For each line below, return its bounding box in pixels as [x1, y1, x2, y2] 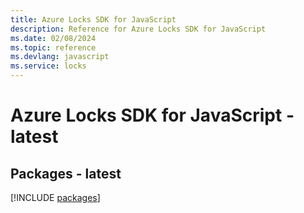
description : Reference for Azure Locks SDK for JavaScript [10, 24, 267, 34]
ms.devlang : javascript [10, 52, 110, 62]
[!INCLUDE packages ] [10, 192, 101, 203]
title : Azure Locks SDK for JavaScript [10, 14, 177, 25]
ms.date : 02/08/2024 [10, 33, 97, 43]
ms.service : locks [10, 61, 87, 71]
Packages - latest [10, 165, 122, 182]
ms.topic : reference [10, 42, 97, 53]
